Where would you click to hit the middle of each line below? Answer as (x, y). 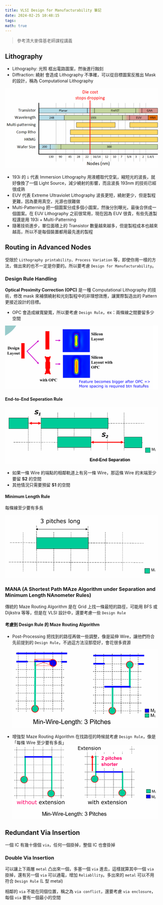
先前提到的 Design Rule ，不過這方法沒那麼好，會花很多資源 (71, 642)
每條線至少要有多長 (24, 508)
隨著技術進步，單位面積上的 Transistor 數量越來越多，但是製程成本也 (81, 225)
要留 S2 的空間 (27, 479)
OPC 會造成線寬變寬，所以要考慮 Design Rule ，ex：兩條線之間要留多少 (83, 312)
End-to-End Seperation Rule (34, 399)
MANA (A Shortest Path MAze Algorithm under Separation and (80, 589)
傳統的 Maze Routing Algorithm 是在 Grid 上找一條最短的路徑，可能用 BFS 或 (81, 607)
